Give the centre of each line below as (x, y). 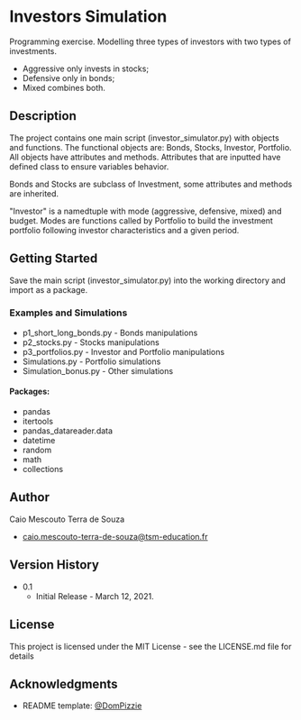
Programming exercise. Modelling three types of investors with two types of (150, 41)
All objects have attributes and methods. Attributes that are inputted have (145, 157)
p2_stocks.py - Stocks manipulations (91, 342)
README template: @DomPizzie (82, 706)
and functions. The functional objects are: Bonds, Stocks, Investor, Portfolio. (150, 147)
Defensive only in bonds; (68, 77)
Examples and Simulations (68, 313)
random (37, 450)
